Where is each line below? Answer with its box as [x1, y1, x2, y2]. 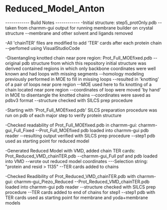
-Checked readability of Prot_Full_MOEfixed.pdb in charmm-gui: [5, 122, 137, 128]
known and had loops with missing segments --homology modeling [5, 70, 144, 76]
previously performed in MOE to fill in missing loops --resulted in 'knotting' [5, 76, 159, 82]
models [5, 199, 21, 205]
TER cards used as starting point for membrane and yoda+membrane [5, 194, 148, 200]
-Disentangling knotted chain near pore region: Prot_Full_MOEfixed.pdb [5, 54, 152, 60]
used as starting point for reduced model [5, 138, 89, 144]
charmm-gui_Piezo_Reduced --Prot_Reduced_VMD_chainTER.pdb [14, 178, 150, 184]
